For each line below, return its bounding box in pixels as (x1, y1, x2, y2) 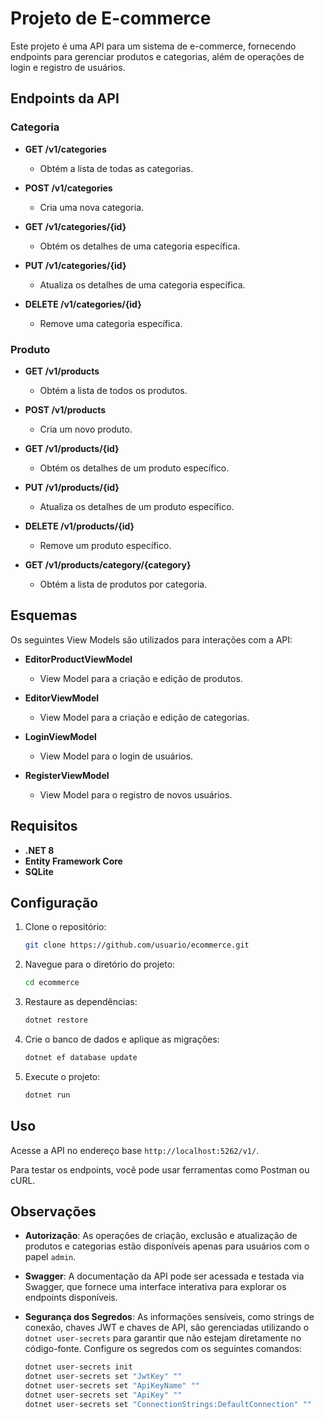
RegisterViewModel (24, 769, 110, 781)
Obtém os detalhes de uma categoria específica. (39, 240, 241, 252)
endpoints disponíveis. (24, 1292, 118, 1304)
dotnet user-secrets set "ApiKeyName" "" (24, 1381, 201, 1391)
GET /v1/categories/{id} (24, 220, 127, 232)
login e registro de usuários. (10, 61, 126, 73)
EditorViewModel (24, 692, 100, 704)
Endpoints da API (10, 90, 120, 107)
